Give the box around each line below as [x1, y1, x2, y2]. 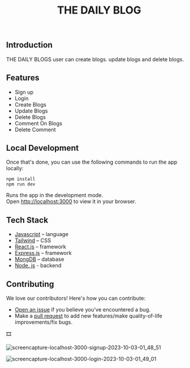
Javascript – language [14, 231, 69, 238]
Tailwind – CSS [14, 237, 51, 244]
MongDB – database [14, 256, 64, 263]
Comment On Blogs [14, 120, 63, 127]
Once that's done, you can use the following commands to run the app [6, 158, 178, 165]
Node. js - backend [14, 262, 62, 269]
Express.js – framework [14, 250, 72, 257]
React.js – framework [14, 243, 67, 250]
